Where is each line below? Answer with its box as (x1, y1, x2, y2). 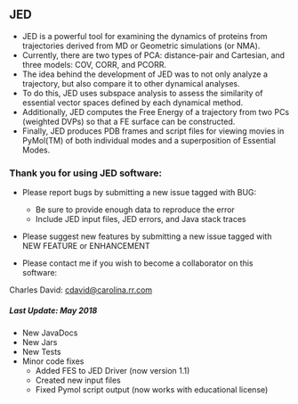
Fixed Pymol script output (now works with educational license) (35, 384, 269, 395)
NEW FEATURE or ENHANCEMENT (21, 241, 150, 251)
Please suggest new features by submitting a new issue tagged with (21, 231, 272, 242)
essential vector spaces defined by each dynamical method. (21, 97, 244, 108)
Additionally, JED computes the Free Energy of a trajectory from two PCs (21, 106, 290, 117)
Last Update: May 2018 (9, 305, 98, 316)
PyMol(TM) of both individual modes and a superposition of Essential (21, 135, 276, 145)
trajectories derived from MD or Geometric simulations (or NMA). (21, 40, 261, 51)
